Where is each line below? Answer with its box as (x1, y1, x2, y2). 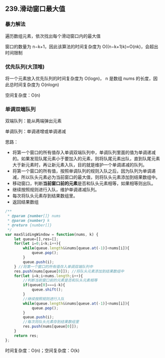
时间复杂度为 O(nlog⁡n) (13, 81, 59, 88)
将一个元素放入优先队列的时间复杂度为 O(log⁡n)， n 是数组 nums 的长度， (5, 75, 154, 81)
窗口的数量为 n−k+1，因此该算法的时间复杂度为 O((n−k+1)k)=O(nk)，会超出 (5, 44, 159, 50)
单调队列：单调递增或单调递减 (5, 128, 66, 135)
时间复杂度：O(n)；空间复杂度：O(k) (5, 347, 80, 353)
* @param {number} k (7, 218, 50, 223)
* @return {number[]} (7, 222, 52, 228)
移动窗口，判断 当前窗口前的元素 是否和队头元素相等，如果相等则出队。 (12, 180, 156, 187)
